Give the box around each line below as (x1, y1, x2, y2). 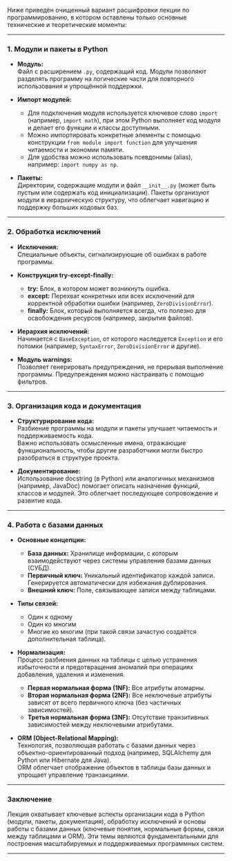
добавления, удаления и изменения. (17, 671, 126, 679)
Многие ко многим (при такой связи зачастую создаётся (27, 628, 197, 636)
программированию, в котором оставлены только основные (7, 13, 188, 21)
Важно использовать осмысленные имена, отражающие (17, 439, 186, 447)
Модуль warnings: (17, 355, 72, 363)
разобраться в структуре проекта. (17, 453, 119, 462)
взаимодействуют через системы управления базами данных (27, 556, 212, 565)
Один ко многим (27, 620, 77, 628)
